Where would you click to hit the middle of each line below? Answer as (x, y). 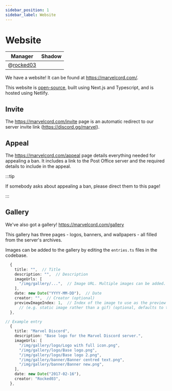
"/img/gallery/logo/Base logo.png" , (58, 350)
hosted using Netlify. (27, 93)
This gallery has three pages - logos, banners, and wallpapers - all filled (81, 234)
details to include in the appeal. (38, 167)
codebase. (17, 255)
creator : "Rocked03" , (37, 379)
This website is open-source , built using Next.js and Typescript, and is (80, 88)
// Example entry (24, 322)
